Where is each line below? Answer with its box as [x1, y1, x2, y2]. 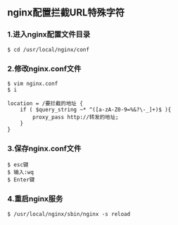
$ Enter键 [7, 176, 35, 183]
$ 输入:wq [7, 169, 34, 176]
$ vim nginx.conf [7, 80, 58, 87]
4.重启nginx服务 [7, 194, 63, 204]
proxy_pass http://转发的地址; [32, 114, 119, 121]
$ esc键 [7, 162, 29, 169]
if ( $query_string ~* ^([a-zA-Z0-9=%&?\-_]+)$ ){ [20, 106, 172, 113]
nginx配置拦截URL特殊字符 [7, 6, 125, 19]
